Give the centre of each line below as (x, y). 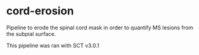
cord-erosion (40, 11)
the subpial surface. (31, 33)
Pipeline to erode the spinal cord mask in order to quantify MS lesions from (100, 27)
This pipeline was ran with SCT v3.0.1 (53, 45)
